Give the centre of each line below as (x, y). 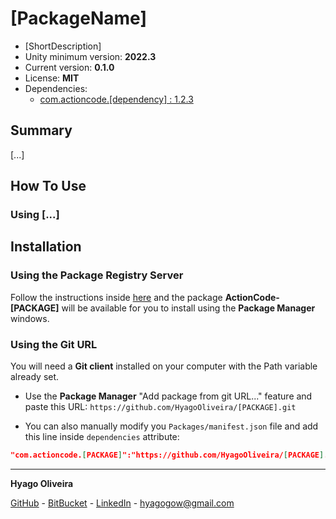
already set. (35, 377)
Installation (46, 247)
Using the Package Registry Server (97, 275)
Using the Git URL (54, 344)
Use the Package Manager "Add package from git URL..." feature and (168, 396)
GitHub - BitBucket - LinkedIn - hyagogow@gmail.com (122, 503)
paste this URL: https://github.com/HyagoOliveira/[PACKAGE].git (160, 407)
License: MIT (52, 78)
